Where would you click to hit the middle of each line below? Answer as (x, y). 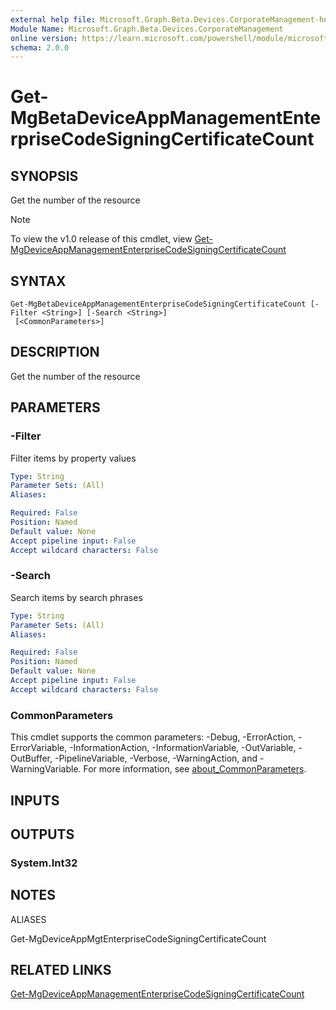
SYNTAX (38, 281)
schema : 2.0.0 (40, 47)
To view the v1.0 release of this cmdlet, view (101, 239)
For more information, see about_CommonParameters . (195, 769)
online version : (44, 38)
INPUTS (35, 800)
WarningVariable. (46, 769)
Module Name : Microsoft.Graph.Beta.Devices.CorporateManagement (147, 29)
